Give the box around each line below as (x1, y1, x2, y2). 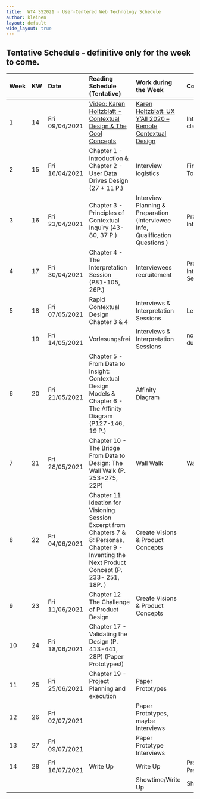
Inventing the (89, 551, 126, 559)
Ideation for (89, 498, 121, 507)
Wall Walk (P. (89, 467, 126, 475)
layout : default (6, 20, 46, 26)
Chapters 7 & (89, 528, 126, 537)
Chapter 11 (89, 491, 121, 500)
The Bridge (89, 444, 120, 452)
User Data (89, 169, 117, 177)
